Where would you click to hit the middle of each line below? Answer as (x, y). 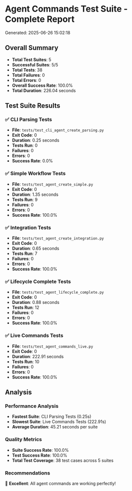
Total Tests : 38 (27, 70)
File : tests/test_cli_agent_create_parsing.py (58, 130)
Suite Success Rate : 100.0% (40, 450)
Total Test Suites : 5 (32, 60)
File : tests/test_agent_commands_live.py (53, 346)
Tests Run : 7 (25, 253)
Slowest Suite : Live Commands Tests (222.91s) (59, 422)
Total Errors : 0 (26, 80)
